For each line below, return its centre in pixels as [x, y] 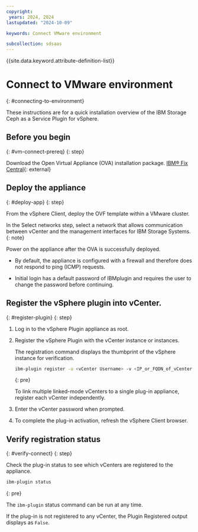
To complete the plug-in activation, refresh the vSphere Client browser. [101, 421]
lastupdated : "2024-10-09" [39, 22]
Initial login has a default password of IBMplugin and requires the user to [103, 278]
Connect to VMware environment [90, 85]
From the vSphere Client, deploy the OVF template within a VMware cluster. [98, 213]
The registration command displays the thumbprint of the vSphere [95, 352]
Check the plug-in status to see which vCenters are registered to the [90, 465]
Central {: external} [29, 169]
